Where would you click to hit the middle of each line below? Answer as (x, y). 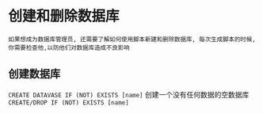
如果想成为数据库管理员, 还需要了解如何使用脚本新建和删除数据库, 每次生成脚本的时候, (132, 39)
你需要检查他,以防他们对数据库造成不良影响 (69, 47)
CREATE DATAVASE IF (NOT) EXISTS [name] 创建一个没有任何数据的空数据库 (129, 94)
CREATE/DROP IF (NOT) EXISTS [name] (69, 103)
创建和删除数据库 (64, 16)
